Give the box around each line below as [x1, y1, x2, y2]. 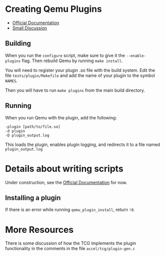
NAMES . [5, 77, 18, 83]
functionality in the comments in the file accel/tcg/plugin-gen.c [5, 246, 135, 252]
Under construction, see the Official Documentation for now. [5, 179, 128, 185]
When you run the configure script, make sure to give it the [5, 52, 125, 58]
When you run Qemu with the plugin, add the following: [5, 114, 117, 120]
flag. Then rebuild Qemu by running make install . [22, 58, 123, 64]
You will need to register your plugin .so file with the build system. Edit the [5, 67, 155, 73]
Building [5, 39, 31, 48]
